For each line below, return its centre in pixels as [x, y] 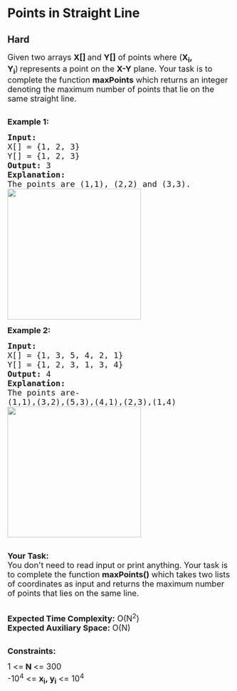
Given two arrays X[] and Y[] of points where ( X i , [100, 58]
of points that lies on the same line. [73, 594]
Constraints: [32, 651]
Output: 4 [29, 374]
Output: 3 [29, 165]
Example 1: [28, 122]
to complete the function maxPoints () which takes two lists [118, 575]
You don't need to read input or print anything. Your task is [118, 565]
